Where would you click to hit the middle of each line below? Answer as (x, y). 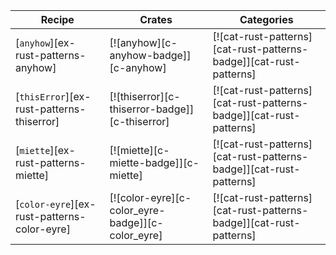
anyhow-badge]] (150, 55)
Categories (266, 19)
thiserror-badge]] (152, 109)
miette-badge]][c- (154, 162)
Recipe (57, 19)
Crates (156, 19)
